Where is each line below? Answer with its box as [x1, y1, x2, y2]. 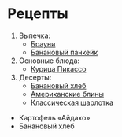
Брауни [30, 39, 56, 48]
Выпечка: [18, 31, 51, 40]
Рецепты [7, 5, 68, 23]
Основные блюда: [18, 56, 80, 65]
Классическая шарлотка [30, 98, 114, 107]
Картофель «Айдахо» [18, 113, 91, 122]
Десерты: [18, 72, 52, 82]
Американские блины [30, 89, 104, 98]
